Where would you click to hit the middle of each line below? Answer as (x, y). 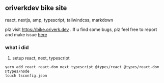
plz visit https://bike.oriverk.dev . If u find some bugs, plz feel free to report (81, 29)
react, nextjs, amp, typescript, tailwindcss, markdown (59, 20)
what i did (17, 47)
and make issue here (26, 34)
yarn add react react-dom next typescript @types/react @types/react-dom (82, 67)
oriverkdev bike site (36, 8)
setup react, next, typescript (41, 58)
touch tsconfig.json (26, 76)
